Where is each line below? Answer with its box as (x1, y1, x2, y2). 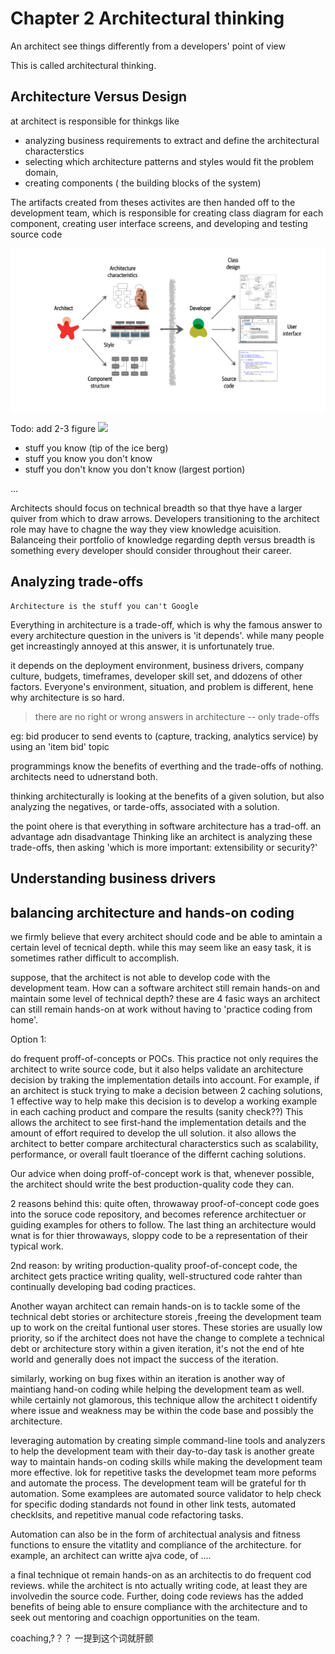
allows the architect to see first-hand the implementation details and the (10, 1117, 307, 1129)
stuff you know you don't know (24, 453, 153, 465)
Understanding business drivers (10, 870, 217, 887)
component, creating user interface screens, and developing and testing (10, 217, 308, 229)
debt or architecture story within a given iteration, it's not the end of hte (10, 1343, 305, 1355)
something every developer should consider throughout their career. (10, 545, 292, 557)
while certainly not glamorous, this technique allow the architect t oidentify (10, 1394, 318, 1406)
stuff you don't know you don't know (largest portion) (24, 463, 246, 476)
